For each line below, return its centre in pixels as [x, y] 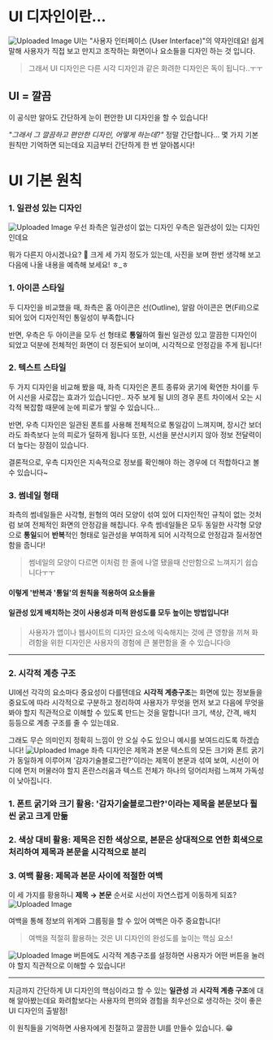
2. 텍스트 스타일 [37, 368]
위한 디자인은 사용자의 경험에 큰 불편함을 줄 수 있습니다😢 [141, 642]
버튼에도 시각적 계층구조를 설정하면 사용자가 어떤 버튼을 [162, 955]
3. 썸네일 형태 [34, 495]
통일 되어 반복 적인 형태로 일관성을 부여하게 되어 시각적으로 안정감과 [128, 535]
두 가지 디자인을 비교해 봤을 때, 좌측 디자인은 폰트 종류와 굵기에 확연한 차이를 [130, 387]
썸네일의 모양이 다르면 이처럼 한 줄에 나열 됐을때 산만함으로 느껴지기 [136, 562]
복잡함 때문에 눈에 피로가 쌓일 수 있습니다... [91, 407]
